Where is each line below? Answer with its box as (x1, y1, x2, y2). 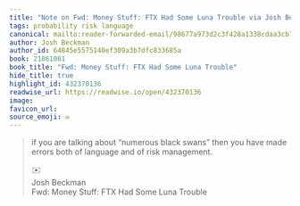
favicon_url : (9, 104, 58, 113)
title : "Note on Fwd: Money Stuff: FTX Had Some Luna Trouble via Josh (9, 12, 281, 22)
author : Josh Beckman (9, 37, 90, 47)
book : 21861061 (9, 54, 66, 63)
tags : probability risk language (9, 21, 134, 30)
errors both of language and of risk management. (30, 146, 212, 157)
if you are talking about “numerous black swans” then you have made (30, 137, 287, 148)
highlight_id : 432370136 (9, 79, 102, 88)
